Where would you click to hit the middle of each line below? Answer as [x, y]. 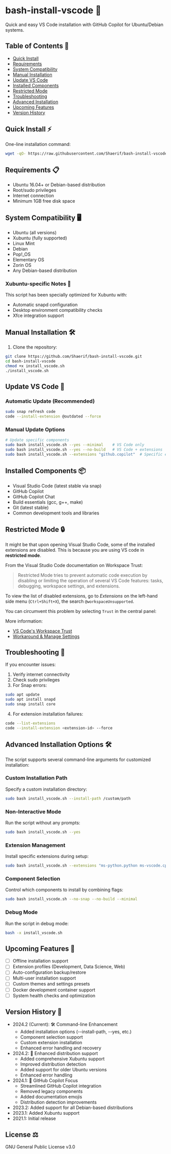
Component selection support [51, 1037]
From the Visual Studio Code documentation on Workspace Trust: [74, 565]
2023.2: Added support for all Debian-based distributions [73, 1108]
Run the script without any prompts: [43, 823]
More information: [24, 621]
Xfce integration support [38, 315]
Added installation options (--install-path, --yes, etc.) [76, 1032]
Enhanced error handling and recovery [61, 1048]
